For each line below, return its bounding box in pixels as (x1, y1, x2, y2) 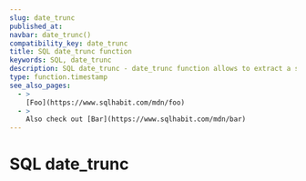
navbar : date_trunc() (9, 30, 92, 39)
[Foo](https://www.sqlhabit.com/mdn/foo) (25, 97, 185, 107)
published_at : (9, 22, 64, 31)
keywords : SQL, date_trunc (9, 55, 112, 65)
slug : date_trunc (9, 13, 76, 23)
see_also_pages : (9, 81, 71, 90)
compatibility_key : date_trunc (9, 38, 128, 48)
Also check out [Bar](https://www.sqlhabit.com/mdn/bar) (25, 115, 247, 124)
